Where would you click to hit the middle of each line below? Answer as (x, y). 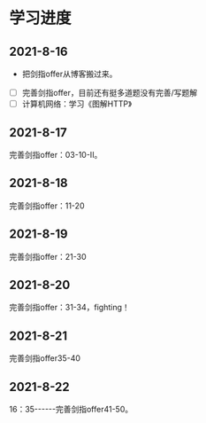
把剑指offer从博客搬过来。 (69, 74)
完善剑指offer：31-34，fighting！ (69, 308)
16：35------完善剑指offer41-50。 (71, 409)
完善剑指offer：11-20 (47, 206)
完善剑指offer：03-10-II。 (56, 154)
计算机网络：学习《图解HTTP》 (77, 104)
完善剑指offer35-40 (45, 358)
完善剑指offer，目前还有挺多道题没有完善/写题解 (110, 93)
